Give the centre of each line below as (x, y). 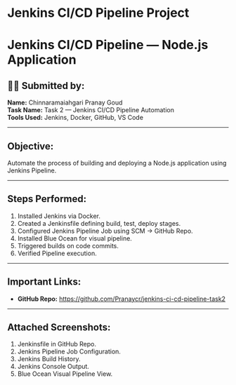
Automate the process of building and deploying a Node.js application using (117, 163)
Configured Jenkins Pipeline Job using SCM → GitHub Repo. (105, 231)
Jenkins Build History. (49, 359)
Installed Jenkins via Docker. (59, 216)
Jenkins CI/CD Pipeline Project (98, 13)
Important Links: (44, 282)
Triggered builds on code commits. (68, 245)
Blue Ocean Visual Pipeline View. (65, 374)
